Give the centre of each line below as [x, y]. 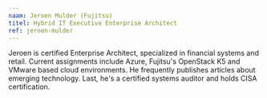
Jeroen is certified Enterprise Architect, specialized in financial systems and [133, 53]
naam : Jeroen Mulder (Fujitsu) [61, 16]
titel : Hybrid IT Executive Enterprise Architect [93, 23]
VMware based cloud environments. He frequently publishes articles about [132, 70]
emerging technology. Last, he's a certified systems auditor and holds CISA [133, 78]
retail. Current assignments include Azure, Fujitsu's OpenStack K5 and [124, 61]
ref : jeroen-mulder [41, 30]
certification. [29, 87]
